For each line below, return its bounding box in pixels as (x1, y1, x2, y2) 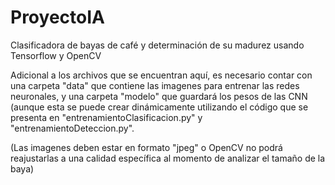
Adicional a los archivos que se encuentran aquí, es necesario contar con (10, 69, 313, 81)
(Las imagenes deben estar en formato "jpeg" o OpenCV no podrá (10, 141, 283, 153)
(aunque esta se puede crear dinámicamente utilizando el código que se (10, 101, 309, 113)
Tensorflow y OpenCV (10, 49, 102, 61)
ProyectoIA (10, 6, 105, 29)
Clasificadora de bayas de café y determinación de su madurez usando (10, 39, 305, 51)
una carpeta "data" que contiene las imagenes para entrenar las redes (10, 79, 300, 91)
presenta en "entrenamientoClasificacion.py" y (10, 111, 203, 123)
